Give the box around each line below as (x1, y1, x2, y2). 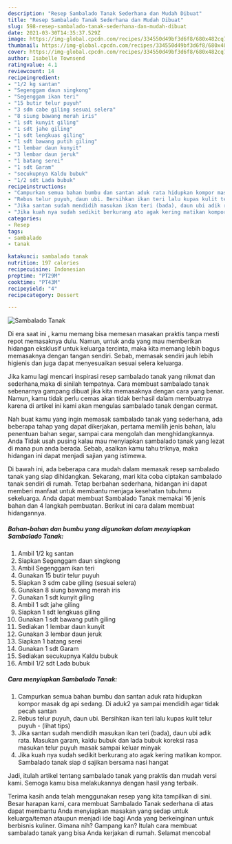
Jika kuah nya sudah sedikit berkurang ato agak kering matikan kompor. (17, 751, 222, 759)
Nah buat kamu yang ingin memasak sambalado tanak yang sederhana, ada (8, 415, 223, 424)
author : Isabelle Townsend (8, 55, 85, 62)
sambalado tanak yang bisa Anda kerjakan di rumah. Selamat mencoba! (8, 829, 211, 837)
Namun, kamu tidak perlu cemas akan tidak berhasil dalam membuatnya (8, 394, 213, 403)
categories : (8, 215, 42, 222)
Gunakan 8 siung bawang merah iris (17, 586, 120, 595)
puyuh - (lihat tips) (17, 721, 71, 730)
